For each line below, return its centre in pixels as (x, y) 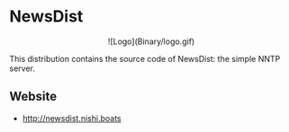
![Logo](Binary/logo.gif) (151, 41)
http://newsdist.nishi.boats (72, 118)
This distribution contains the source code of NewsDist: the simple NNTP (145, 58)
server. (23, 68)
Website (33, 97)
